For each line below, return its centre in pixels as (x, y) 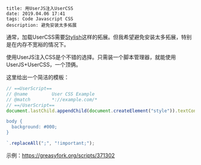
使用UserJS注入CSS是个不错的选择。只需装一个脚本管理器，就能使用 (91, 57)
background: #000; (35, 127)
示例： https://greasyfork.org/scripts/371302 (61, 155)
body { (14, 122)
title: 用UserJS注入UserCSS (40, 8)
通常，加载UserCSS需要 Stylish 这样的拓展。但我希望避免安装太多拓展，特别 (99, 37)
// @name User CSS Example (51, 94)
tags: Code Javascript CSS (40, 19)
